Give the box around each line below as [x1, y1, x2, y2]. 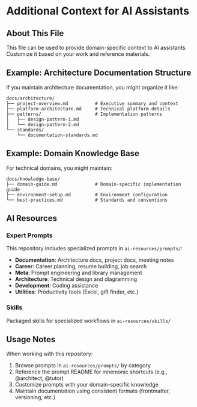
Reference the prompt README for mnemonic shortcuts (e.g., [14, 368, 168, 376]
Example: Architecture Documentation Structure [6, 68, 192, 78]
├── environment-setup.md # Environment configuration [6, 191, 168, 197]
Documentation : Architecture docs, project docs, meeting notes [14, 256, 174, 264]
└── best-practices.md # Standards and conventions [6, 197, 168, 203]
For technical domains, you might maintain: [6, 164, 113, 172]
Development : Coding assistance [14, 282, 98, 289]
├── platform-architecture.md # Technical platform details [6, 106, 171, 112]
